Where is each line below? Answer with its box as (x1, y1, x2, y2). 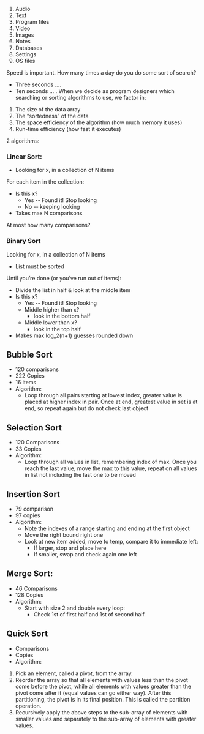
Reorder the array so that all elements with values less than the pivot (15, 676, 189, 683)
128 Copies (15, 591, 44, 599)
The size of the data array (15, 106, 81, 113)
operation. (15, 702, 42, 710)
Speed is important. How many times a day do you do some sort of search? (6, 69, 197, 76)
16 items (15, 379, 37, 386)
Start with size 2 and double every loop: (24, 604, 126, 612)
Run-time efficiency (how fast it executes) (15, 125, 121, 132)
